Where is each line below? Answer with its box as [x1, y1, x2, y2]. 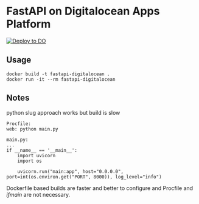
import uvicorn [17, 152, 56, 158]
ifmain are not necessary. [6, 191, 71, 198]
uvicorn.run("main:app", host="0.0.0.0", [17, 168, 124, 174]
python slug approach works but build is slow [6, 109, 120, 116]
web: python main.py [6, 126, 59, 132]
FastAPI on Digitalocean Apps [6, 4, 160, 18]
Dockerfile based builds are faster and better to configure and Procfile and [6, 184, 194, 192]
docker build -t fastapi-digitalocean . [6, 71, 111, 77]
